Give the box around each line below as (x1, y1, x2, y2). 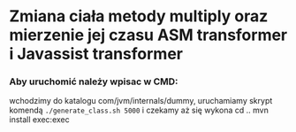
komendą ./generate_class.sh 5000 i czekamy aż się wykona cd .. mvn (9, 105, 269, 116)
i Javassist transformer (9, 44, 184, 64)
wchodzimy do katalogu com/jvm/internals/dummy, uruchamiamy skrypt (9, 96, 273, 106)
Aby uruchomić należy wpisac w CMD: (9, 75, 178, 88)
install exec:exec (9, 114, 70, 125)
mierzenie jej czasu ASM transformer (9, 25, 288, 45)
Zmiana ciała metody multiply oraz (9, 6, 269, 27)
